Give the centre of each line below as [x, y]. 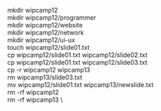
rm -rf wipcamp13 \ [35, 100]
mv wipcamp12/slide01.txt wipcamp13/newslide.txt [80, 85]
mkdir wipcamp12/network [46, 32]
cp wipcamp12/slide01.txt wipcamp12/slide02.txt [77, 55]
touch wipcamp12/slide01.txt [49, 47]
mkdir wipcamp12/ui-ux [41, 40]
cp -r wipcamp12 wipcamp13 [49, 70]
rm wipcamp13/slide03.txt [45, 77]
